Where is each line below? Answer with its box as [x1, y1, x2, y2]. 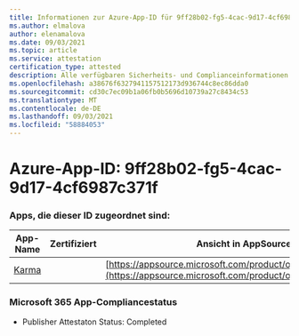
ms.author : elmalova [9, 21, 86, 30]
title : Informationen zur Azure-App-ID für [9, 12, 174, 22]
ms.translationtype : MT [9, 95, 98, 105]
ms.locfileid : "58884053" [9, 121, 105, 130]
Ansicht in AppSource [196, 237, 292, 250]
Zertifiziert [50, 237, 97, 250]
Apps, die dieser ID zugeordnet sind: [9, 210, 171, 222]
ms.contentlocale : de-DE [9, 104, 101, 113]
